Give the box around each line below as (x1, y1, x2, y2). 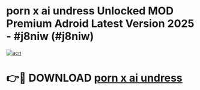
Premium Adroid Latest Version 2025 (6, 17, 195, 30)
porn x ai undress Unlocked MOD (6, 4, 174, 18)
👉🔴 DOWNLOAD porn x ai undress (6, 72, 183, 85)
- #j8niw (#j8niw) (6, 30, 94, 43)
